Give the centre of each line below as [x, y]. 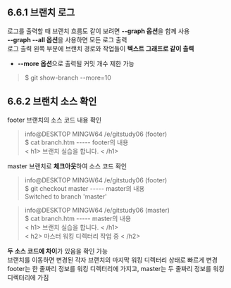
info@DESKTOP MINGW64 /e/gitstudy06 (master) [97, 210]
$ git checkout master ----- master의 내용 [85, 188]
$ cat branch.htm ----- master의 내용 [78, 218]
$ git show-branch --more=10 [68, 77]
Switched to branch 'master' [65, 196]
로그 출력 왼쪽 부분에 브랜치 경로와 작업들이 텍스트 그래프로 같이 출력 [101, 49]
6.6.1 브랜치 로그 [41, 13]
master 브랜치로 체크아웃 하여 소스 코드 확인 [67, 166]
